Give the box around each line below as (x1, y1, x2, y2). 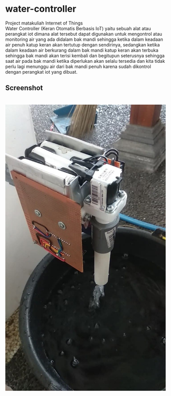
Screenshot (5, 84, 43, 92)
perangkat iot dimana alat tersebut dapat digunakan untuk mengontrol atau (5, 31, 162, 37)
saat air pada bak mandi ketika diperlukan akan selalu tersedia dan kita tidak (5, 58, 165, 64)
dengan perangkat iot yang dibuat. (5, 68, 78, 75)
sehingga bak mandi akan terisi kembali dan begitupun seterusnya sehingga (5, 52, 165, 59)
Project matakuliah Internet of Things (5, 20, 83, 26)
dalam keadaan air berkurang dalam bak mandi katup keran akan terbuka (5, 47, 159, 53)
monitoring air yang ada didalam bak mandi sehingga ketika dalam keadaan (5, 36, 163, 42)
